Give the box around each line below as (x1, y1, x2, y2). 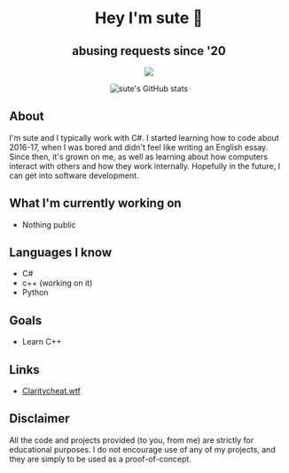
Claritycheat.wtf (21, 385, 82, 397)
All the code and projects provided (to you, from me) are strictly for (9, 434, 254, 446)
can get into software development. (9, 170, 139, 181)
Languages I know (9, 245, 113, 260)
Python (21, 287, 49, 298)
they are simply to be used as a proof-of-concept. (9, 454, 192, 464)
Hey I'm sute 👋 (94, 8, 204, 28)
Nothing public (21, 219, 76, 229)
